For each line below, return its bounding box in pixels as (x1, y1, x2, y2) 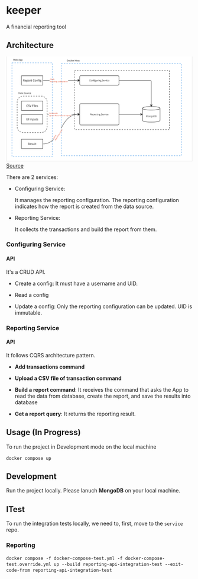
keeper (6, 4, 41, 17)
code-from (6, 567, 31, 573)
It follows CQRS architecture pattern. (6, 351, 96, 359)
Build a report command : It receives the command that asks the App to (14, 386, 189, 393)
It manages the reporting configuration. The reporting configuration (14, 196, 179, 203)
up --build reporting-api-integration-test (53, 561, 163, 567)
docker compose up (6, 455, 51, 461)
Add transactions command (14, 363, 85, 370)
